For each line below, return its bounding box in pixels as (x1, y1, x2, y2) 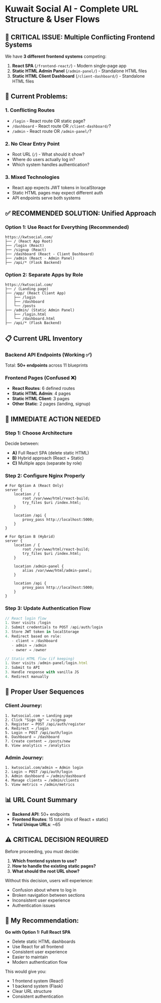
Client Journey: (5, 702, 43, 709)
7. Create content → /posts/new (5, 739, 70, 744)
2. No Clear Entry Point (5, 140, 60, 147)
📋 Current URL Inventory (5, 334, 82, 342)
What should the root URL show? (12, 868, 80, 874)
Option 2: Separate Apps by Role (5, 271, 83, 278)
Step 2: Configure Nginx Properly (5, 472, 85, 479)
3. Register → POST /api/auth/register (5, 722, 86, 727)
